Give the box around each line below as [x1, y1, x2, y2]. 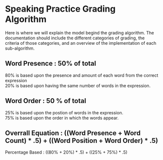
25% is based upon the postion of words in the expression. [5, 109, 123, 115]
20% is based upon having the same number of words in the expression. [5, 83, 151, 89]
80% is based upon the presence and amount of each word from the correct [5, 72, 159, 78]
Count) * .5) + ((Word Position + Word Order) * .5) [5, 136, 158, 144]
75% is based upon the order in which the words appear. [5, 115, 119, 121]
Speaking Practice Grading [5, 3, 116, 15]
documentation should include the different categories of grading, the [5, 35, 145, 41]
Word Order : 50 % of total [5, 97, 87, 105]
